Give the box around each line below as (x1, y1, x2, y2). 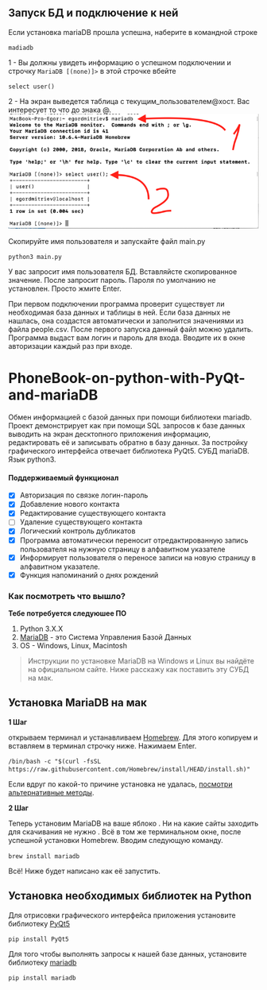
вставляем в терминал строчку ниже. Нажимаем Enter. (8, 741, 197, 750)
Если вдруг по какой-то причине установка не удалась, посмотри (8, 779, 233, 789)
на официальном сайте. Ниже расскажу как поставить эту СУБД (27, 665, 250, 675)
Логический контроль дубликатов (19, 526, 136, 536)
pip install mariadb (8, 973, 77, 982)
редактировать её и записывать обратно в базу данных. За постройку (8, 438, 248, 447)
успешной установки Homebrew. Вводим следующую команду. (8, 835, 224, 845)
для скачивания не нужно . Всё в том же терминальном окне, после (8, 826, 242, 837)
